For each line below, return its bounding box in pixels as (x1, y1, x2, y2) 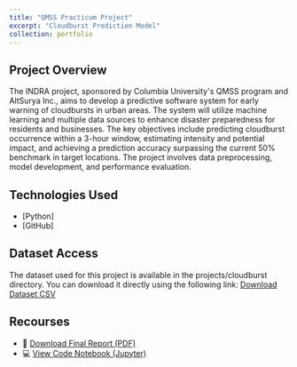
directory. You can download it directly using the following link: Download (9, 279, 277, 290)
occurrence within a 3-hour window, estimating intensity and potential (9, 133, 265, 144)
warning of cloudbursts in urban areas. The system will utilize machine (9, 105, 268, 116)
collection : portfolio (9, 29, 93, 38)
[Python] (21, 211, 55, 221)
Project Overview (9, 62, 107, 77)
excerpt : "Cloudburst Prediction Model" (9, 21, 161, 30)
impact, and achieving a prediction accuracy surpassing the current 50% (9, 143, 277, 154)
